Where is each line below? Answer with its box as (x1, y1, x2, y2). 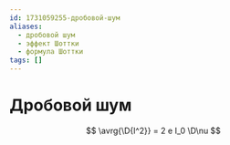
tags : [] (9, 56, 43, 65)
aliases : (9, 22, 43, 31)
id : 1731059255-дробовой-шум (9, 13, 120, 23)
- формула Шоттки (17, 47, 84, 57)
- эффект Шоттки (17, 38, 79, 48)
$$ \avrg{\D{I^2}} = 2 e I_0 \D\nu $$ (85, 125, 222, 136)
